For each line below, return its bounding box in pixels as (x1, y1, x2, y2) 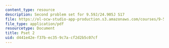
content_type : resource (5, 7, 55, 12)
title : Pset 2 (5, 30, 35, 35)
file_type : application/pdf (5, 21, 64, 26)
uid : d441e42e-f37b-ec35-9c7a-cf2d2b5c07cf (5, 35, 98, 40)
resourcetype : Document (5, 26, 55, 31)
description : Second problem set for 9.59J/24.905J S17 (5, 12, 125, 17)
